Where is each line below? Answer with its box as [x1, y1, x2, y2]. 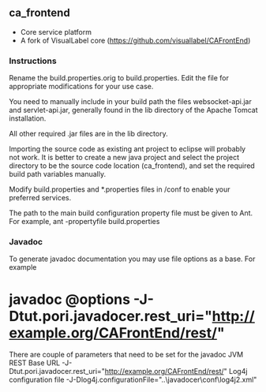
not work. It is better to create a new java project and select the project [9, 153, 240, 162]
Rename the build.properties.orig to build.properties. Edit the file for [9, 73, 230, 83]
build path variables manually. [9, 170, 106, 179]
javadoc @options [9, 290, 131, 308]
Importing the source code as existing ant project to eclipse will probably [9, 144, 246, 154]
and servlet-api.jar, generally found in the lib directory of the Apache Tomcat [9, 106, 258, 115]
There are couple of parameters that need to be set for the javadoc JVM [9, 350, 244, 360]
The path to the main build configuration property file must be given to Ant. [9, 208, 253, 218]
